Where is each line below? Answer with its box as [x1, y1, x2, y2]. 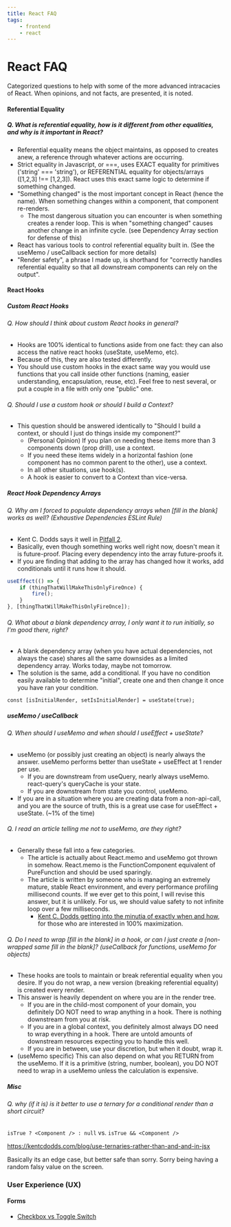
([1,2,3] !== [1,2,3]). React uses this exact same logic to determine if [16, 175, 210, 183]
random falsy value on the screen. [7, 1162, 104, 1170]
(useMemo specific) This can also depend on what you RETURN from [16, 1052, 214, 1060]
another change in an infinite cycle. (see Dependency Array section [27, 226, 219, 235]
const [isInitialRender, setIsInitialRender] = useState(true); [7, 697, 195, 704]
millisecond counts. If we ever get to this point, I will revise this [27, 890, 205, 899]
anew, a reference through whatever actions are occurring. [16, 153, 184, 161]
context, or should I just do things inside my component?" [16, 429, 181, 438]
